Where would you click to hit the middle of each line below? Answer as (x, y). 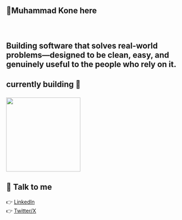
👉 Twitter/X (21, 211)
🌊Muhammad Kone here (52, 11)
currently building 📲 (44, 85)
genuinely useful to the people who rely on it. (91, 64)
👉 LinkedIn (20, 202)
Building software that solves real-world (82, 45)
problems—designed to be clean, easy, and (88, 55)
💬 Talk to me (29, 187)
